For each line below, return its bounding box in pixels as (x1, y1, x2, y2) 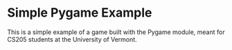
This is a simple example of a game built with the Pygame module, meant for (7, 28, 225, 36)
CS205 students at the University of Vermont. (7, 35, 137, 43)
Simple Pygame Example (7, 5, 152, 21)
